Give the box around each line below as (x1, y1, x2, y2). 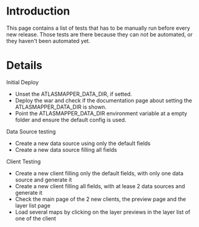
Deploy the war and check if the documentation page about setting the (15, 97, 192, 104)
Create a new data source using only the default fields (15, 140, 150, 147)
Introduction (6, 4, 70, 18)
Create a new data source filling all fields (15, 146, 117, 153)
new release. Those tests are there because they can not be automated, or (6, 30, 193, 38)
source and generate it (15, 176, 72, 183)
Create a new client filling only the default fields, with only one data (15, 169, 184, 177)
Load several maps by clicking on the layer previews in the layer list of (15, 208, 191, 215)
